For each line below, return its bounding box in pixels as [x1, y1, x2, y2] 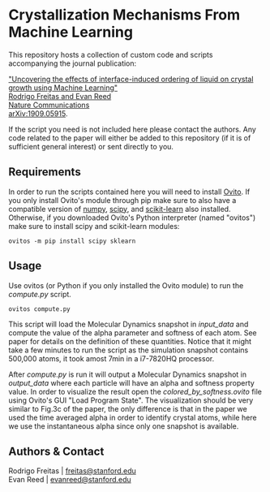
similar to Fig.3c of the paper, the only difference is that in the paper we [8, 404, 247, 413]
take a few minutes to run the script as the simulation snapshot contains [8, 345, 249, 355]
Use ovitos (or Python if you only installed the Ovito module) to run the [8, 280, 244, 290]
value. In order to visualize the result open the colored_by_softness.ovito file [8, 386, 262, 396]
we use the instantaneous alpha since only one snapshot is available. [8, 421, 239, 431]
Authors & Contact [8, 444, 105, 458]
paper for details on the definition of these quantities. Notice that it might [8, 336, 252, 346]
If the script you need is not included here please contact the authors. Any [8, 124, 257, 134]
